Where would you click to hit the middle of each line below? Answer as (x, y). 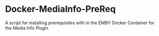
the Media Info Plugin (27, 28)
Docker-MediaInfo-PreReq (60, 9)
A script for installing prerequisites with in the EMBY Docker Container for (80, 23)
